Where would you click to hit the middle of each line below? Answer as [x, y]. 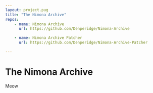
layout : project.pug [27, 10]
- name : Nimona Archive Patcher [48, 38]
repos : [12, 19]
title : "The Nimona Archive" [36, 15]
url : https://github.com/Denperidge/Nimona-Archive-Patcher [83, 43]
